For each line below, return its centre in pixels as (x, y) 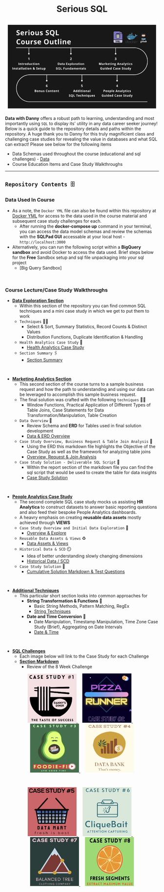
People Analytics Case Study (42, 497)
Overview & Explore (47, 533)
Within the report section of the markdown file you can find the (90, 467)
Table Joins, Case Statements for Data (65, 410)
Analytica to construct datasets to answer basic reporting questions (88, 507)
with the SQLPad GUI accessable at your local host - (72, 236)
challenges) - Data (31, 159)
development (40, 431)
